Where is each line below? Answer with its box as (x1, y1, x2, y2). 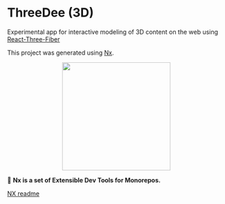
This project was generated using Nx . (7, 48, 114, 57)
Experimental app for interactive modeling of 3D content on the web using (7, 28, 219, 36)
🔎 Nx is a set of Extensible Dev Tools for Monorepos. (7, 176, 161, 184)
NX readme (7, 189, 40, 198)
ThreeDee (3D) (7, 5, 94, 21)
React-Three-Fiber (7, 35, 60, 43)
